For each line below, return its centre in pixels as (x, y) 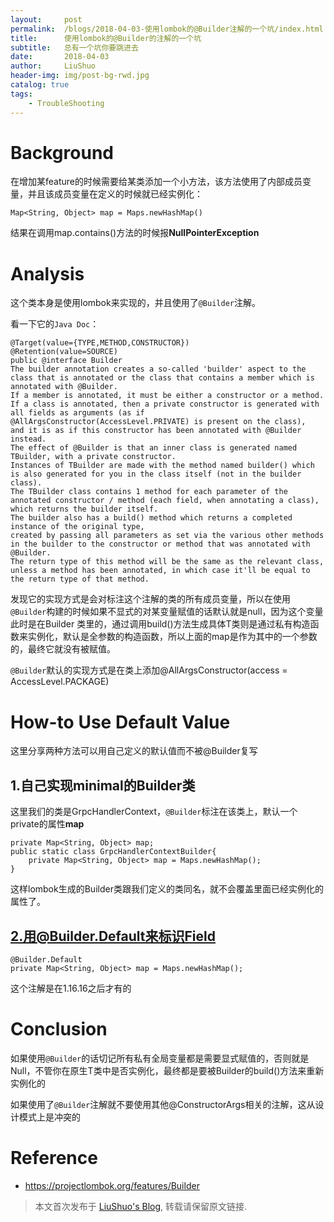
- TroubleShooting (66, 103)
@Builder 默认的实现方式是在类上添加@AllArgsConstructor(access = (149, 670)
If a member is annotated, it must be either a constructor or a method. (167, 396)
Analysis (47, 273)
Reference (54, 1158)
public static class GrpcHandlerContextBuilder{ (113, 852)
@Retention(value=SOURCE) (64, 352)
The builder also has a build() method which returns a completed (151, 518)
